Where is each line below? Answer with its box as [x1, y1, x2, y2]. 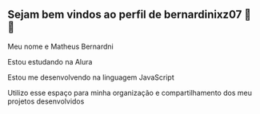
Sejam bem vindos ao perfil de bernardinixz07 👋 [7, 8, 252, 22]
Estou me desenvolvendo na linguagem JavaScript [7, 73, 174, 82]
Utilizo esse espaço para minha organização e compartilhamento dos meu [7, 88, 253, 97]
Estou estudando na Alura [7, 57, 93, 66]
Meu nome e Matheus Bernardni [7, 41, 114, 51]
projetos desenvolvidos [7, 96, 85, 106]
